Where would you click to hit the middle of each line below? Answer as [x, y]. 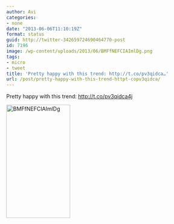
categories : [21, 18]
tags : [13, 57]
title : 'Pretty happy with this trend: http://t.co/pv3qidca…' [88, 74]
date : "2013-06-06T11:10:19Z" [44, 29]
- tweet [16, 68]
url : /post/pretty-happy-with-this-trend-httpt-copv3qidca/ [84, 79]
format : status [25, 34]
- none [14, 23]
